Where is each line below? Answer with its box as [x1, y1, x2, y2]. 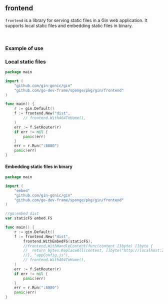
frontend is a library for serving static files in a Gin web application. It [5, 17, 147, 23]
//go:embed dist [5, 211, 39, 216]
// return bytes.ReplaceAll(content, [23, 248, 104, 253]
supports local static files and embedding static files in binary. [5, 22, 133, 28]
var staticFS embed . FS [5, 216, 52, 221]
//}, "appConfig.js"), [23, 252, 70, 258]
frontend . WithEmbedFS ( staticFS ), [23, 238, 93, 244]
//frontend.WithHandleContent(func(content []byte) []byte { [23, 243, 153, 248]
